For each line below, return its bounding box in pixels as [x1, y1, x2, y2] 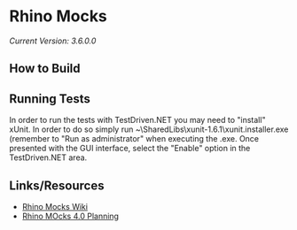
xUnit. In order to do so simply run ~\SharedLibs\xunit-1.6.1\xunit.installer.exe [9, 124, 289, 134]
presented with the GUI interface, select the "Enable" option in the [9, 143, 251, 154]
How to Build [9, 61, 82, 76]
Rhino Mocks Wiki [21, 201, 89, 211]
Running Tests [9, 91, 90, 106]
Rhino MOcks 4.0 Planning [21, 211, 120, 221]
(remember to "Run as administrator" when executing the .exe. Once [9, 134, 260, 144]
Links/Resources [9, 178, 105, 193]
